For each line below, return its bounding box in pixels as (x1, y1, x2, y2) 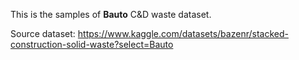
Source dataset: (10, 28, 76, 39)
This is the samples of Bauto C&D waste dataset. (10, 9, 212, 20)
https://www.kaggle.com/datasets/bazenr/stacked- (77, 28, 289, 39)
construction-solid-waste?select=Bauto (10, 39, 174, 50)
